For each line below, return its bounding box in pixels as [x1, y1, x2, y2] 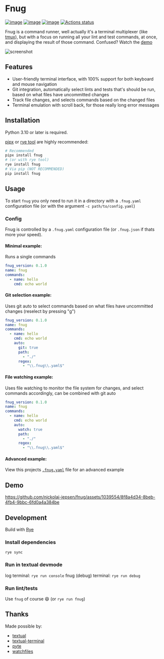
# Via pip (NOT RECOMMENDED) [5, 166, 65, 172]
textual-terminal [12, 638, 45, 644]
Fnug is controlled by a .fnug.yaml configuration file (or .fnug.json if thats [5, 226, 155, 232]
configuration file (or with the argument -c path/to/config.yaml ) [5, 203, 136, 209]
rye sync [5, 550, 23, 555]
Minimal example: [5, 243, 43, 248]
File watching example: [5, 374, 53, 380]
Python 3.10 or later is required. [5, 129, 68, 135]
